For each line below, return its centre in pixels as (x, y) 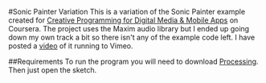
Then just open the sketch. (53, 70)
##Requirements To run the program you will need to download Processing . (133, 61)
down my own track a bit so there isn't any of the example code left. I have (132, 37)
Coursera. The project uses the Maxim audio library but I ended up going (129, 29)
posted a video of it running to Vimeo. (71, 46)
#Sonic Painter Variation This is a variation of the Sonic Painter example (127, 12)
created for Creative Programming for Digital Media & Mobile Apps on (123, 20)
